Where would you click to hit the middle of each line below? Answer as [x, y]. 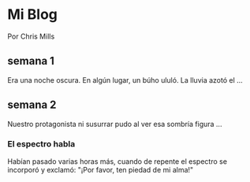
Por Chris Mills [31, 36]
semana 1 [31, 61]
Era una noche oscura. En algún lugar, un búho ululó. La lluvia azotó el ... [125, 80]
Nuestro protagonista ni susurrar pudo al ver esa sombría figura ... [115, 124]
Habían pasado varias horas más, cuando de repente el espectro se [118, 161]
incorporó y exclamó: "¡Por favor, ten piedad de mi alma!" [101, 169]
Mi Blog [33, 15]
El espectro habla [41, 144]
